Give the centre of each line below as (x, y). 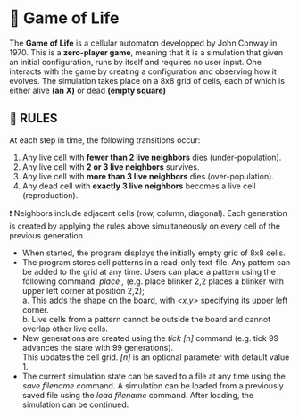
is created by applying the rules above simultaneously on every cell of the (145, 226)
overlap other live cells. (65, 329)
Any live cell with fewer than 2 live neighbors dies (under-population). (152, 157)
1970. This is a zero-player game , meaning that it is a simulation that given (146, 52)
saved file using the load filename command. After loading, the (138, 395)
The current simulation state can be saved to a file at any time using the (154, 376)
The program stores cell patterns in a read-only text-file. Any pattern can (156, 262)
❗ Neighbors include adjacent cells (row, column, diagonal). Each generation (149, 213)
